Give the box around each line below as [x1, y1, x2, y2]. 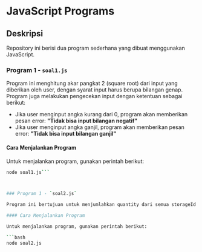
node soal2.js [6, 240, 42, 246]
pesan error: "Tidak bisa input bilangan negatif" [15, 117, 138, 125]
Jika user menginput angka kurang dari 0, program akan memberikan [15, 111, 188, 118]
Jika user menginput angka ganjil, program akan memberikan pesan [15, 124, 184, 131]
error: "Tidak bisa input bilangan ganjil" [15, 130, 117, 138]
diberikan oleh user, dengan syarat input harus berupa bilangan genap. [6, 86, 183, 93]
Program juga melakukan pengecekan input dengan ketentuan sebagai [6, 93, 183, 100]
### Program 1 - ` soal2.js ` [6, 191, 77, 197]
